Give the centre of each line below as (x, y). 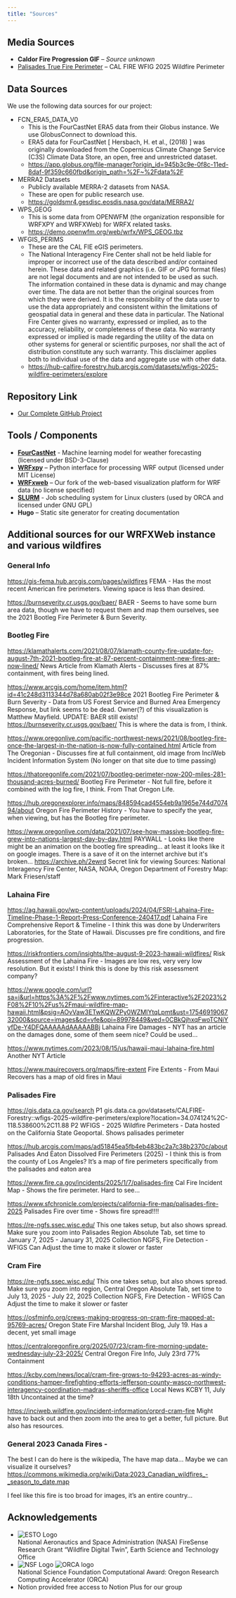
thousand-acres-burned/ (43, 781)
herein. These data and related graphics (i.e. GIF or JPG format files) (127, 269)
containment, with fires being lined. (58, 673)
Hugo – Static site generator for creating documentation (98, 512)
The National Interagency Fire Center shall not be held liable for (120, 254)
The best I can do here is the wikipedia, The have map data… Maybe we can (118, 1459)
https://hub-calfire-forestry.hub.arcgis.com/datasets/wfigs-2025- (123, 367)
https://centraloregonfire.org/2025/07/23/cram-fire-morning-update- (108, 1346)
